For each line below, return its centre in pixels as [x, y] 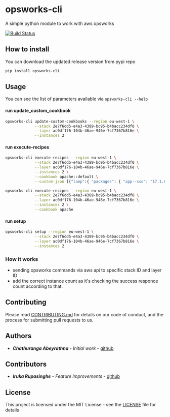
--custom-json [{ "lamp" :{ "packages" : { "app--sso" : [91, 182]
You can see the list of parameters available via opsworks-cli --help [77, 99]
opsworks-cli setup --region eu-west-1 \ [50, 232]
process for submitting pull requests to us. [49, 320]
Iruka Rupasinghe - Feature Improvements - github [66, 376]
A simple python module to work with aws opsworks [60, 23]
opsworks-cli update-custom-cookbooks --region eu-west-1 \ [70, 121]
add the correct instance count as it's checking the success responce [85, 281]
